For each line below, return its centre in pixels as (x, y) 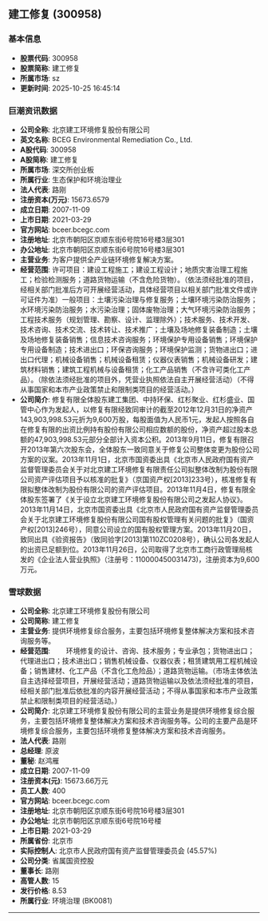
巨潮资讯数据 (33, 110)
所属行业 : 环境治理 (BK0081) (66, 901)
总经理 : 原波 (39, 751)
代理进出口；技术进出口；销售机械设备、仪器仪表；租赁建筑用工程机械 (135, 661)
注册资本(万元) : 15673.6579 (65, 199)
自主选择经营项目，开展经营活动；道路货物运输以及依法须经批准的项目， (138, 681)
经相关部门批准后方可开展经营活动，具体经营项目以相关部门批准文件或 (135, 289)
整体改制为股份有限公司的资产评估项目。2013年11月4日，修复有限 (141, 489)
